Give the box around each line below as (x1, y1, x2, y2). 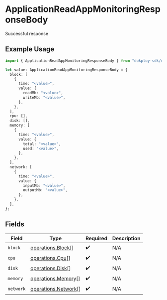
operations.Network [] (30, 286, 81, 293)
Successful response (5, 30, 49, 36)
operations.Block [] (30, 244, 74, 251)
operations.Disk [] (30, 265, 71, 272)
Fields (5, 220, 25, 229)
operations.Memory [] (30, 275, 81, 282)
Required (85, 235, 108, 242)
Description (112, 235, 141, 242)
